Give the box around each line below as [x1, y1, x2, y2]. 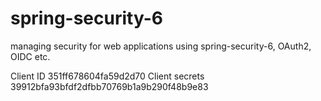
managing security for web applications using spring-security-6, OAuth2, [10, 40, 312, 52]
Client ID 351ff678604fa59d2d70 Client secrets [10, 70, 205, 82]
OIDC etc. [10, 50, 51, 62]
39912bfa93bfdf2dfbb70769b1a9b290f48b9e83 [10, 80, 209, 92]
